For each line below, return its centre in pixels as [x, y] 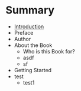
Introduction [29, 26]
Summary [30, 10]
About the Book [33, 45]
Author [22, 39]
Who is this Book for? [49, 51]
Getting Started [33, 70]
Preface [24, 32]
